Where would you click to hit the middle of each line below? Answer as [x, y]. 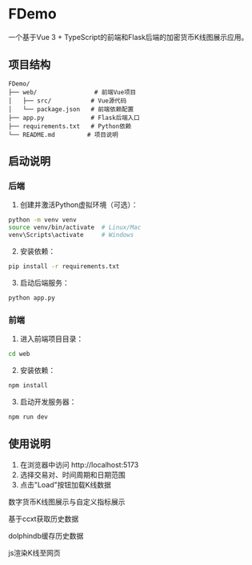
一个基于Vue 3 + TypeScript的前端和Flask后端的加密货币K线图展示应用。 [128, 37]
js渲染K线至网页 [35, 552]
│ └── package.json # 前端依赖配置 [71, 109]
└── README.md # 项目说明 [63, 134]
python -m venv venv [43, 220]
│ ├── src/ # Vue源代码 [68, 101]
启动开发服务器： [48, 402]
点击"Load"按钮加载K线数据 [66, 484]
